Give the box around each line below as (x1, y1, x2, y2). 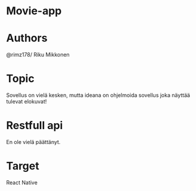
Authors (6, 32, 48, 45)
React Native (6, 179, 38, 186)
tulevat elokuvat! (6, 98, 47, 105)
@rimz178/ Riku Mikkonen (6, 51, 70, 58)
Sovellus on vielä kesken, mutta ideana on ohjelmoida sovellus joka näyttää (6, 92, 191, 99)
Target (6, 159, 40, 173)
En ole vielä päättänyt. (6, 139, 61, 145)
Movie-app (6, 4, 62, 18)
